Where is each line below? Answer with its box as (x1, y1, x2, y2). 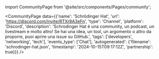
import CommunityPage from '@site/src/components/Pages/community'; (5, 4, 151, 10)
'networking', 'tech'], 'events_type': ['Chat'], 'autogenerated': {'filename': (5, 39, 151, 45)
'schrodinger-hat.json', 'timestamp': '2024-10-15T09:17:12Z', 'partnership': (5, 44, 153, 49)
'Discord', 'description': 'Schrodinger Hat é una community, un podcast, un (5, 24, 155, 29)
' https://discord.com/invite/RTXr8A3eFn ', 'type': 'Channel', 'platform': (5, 19, 144, 24)
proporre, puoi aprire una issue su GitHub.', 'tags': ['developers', (5, 34, 133, 39)
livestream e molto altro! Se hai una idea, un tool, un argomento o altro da (5, 29, 152, 34)
